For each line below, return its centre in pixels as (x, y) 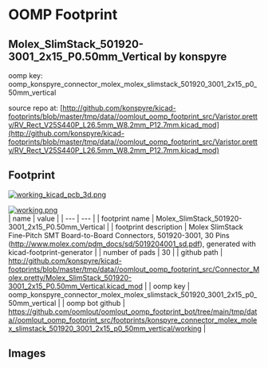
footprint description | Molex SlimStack (179, 227)
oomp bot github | (96, 303)
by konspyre (195, 56)
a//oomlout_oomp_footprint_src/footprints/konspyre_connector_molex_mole (133, 319)
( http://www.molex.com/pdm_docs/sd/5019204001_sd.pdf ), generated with (132, 244)
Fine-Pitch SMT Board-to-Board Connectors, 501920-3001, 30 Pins (119, 235)
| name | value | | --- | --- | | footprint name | (81, 218)
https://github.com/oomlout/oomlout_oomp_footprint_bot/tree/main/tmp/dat (133, 311)
